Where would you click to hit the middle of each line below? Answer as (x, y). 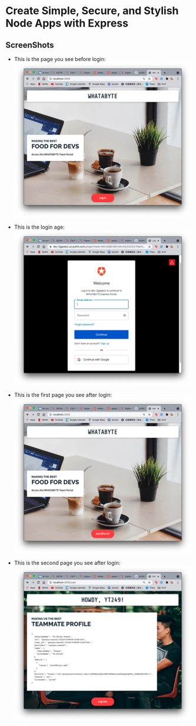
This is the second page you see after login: (67, 563)
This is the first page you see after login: (63, 394)
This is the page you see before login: (60, 59)
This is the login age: (39, 227)
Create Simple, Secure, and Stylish (92, 11)
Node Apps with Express (67, 23)
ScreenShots (30, 45)
